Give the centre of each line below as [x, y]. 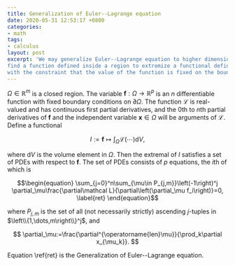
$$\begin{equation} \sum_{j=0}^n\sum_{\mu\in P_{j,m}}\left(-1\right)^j [117, 183]
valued [17, 110]
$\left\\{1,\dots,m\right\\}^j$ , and [54, 220]
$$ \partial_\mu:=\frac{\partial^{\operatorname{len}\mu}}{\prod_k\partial [117, 234]
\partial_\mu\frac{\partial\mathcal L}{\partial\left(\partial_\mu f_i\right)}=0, [117, 190]
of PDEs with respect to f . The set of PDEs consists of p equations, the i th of [117, 162]
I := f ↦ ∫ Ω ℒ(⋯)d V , [117, 140]
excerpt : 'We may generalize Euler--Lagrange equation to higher [104, 59]
